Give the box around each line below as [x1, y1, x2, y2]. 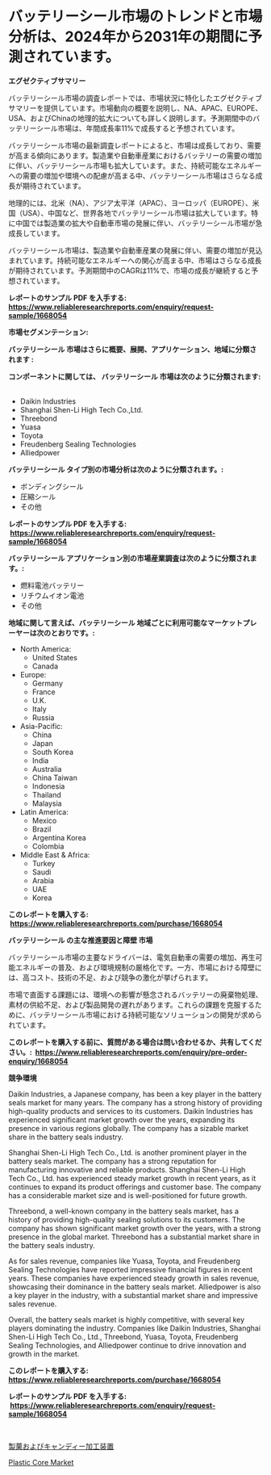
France [31, 687, 56, 697]
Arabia [31, 875, 55, 885]
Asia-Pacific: [19, 721, 63, 731]
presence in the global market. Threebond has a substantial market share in [8, 1232, 260, 1242]
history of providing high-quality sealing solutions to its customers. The [8, 1214, 246, 1224]
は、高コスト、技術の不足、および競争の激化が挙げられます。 [8, 972, 213, 982]
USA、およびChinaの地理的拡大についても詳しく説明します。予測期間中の [8, 113, 253, 123]
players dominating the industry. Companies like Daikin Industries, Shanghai [8, 1323, 261, 1333]
